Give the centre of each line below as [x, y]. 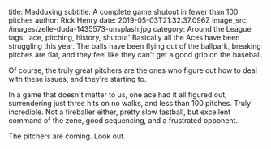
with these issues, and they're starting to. [77, 79]
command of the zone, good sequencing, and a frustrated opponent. [123, 120]
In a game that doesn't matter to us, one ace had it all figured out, [118, 95]
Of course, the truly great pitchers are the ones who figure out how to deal [133, 70]
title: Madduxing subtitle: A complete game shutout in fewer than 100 [123, 12]
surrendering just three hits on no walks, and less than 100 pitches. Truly [130, 103]
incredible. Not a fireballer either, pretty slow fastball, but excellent [120, 112]
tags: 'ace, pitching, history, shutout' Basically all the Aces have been [124, 37]
